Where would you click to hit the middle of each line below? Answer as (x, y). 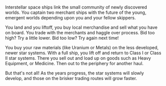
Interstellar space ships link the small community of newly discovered (76, 7)
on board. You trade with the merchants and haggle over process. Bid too (80, 33)
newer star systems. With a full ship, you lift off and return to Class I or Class (83, 53)
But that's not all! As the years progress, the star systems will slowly (75, 73)
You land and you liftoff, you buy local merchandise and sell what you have (81, 27)
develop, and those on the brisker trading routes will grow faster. (71, 78)
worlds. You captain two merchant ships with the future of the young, (76, 12)
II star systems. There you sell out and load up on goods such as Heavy (78, 58)
